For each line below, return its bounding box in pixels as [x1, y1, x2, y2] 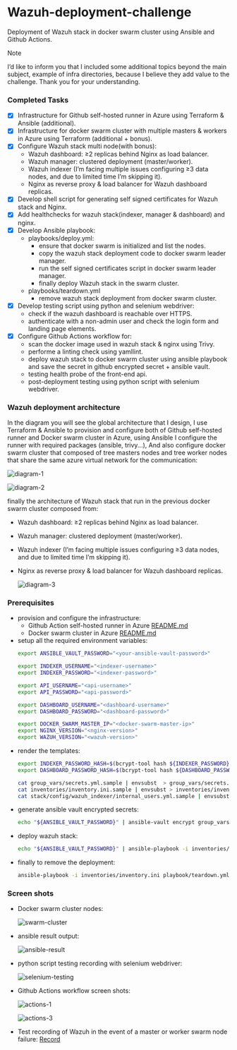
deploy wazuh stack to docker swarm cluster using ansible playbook [28, 354, 228, 363]
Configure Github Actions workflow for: [17, 332, 132, 340]
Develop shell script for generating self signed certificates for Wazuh [17, 195, 219, 203]
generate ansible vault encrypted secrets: [17, 805, 139, 814]
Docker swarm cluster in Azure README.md [28, 629, 157, 637]
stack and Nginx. [17, 203, 67, 212]
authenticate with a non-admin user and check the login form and [28, 317, 219, 325]
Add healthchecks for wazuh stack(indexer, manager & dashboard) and [17, 210, 225, 219]
